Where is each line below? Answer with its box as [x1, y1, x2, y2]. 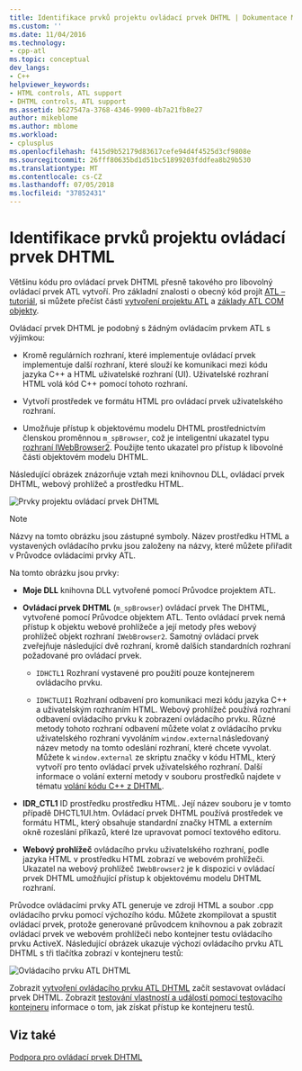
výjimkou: [9, 332, 45, 343]
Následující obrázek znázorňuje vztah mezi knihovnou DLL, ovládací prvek [9, 469, 285, 480]
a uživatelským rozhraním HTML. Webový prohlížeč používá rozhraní [35, 704, 291, 715]
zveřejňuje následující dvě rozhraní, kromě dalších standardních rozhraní [22, 640, 291, 651]
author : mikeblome [9, 113, 78, 122]
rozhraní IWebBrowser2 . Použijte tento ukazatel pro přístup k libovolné [22, 442, 284, 453]
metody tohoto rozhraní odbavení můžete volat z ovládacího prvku [35, 723, 282, 733]
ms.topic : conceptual [9, 55, 91, 64]
